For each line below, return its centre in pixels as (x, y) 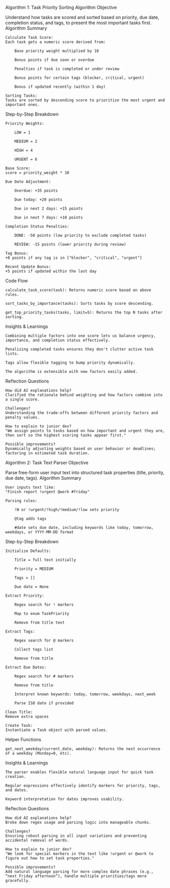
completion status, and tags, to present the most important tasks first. (78, 23)
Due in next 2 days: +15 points (49, 209)
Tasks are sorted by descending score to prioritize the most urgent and (85, 100)
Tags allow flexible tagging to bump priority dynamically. (70, 363)
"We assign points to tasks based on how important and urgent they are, (85, 431)
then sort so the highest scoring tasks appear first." (66, 435)
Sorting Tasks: (21, 96)
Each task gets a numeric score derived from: (55, 42)
